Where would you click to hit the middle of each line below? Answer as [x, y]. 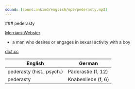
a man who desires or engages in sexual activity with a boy [71, 42]
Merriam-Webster [23, 32]
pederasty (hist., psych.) [35, 72]
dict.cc [12, 51]
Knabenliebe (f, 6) [88, 79]
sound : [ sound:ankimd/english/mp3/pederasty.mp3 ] [56, 9]
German [88, 63]
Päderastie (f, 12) [88, 72]
